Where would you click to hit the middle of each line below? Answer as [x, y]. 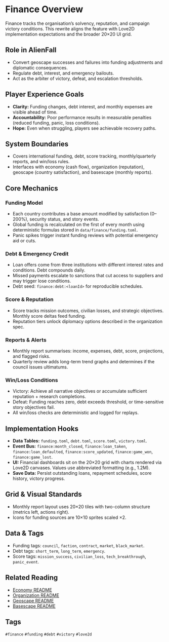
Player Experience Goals [45, 95]
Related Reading [32, 578]
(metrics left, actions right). [41, 512]
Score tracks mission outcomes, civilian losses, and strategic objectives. [88, 311]
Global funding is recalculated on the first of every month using [78, 224]
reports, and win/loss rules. [41, 162]
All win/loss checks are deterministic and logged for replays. [76, 413]
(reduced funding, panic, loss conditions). [56, 123]
